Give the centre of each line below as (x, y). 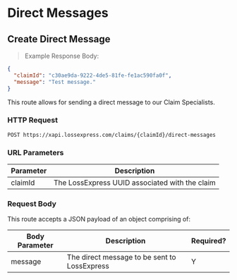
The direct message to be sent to (121, 257)
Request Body (32, 204)
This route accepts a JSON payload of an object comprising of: (99, 219)
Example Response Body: (62, 56)
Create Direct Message (59, 39)
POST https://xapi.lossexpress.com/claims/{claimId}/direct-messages (112, 135)
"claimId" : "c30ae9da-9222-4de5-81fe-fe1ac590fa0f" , (93, 75)
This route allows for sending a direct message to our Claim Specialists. (111, 102)
